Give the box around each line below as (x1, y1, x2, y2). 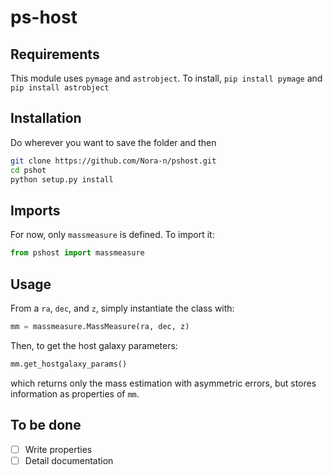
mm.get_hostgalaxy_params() (10, 359, 128, 369)
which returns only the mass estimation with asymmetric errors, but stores (10, 377, 317, 389)
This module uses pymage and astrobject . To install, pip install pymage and (10, 72, 323, 84)
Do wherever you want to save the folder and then (10, 136, 217, 148)
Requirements (10, 46, 100, 63)
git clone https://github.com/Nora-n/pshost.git (10, 156, 217, 166)
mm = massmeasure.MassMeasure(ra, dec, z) (10, 321, 190, 331)
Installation (10, 110, 82, 127)
